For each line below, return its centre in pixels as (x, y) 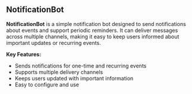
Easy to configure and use (47, 85)
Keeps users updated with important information (74, 78)
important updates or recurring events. (53, 43)
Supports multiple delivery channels (59, 72)
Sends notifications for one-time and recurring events (81, 66)
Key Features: (24, 54)
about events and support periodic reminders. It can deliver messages (92, 30)
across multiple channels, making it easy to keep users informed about (93, 36)
